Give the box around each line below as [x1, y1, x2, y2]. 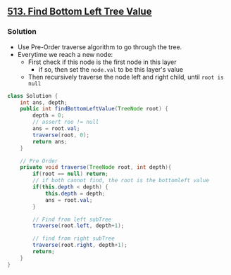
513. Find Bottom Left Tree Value [7, 6, 152, 18]
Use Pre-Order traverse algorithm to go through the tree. [17, 42, 182, 51]
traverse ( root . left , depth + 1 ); [32, 222, 125, 229]
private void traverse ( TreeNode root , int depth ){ [20, 164, 172, 171]
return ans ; [32, 138, 68, 145]
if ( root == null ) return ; [32, 170, 109, 178]
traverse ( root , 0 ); [32, 132, 90, 139]
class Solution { [7, 92, 58, 99]
